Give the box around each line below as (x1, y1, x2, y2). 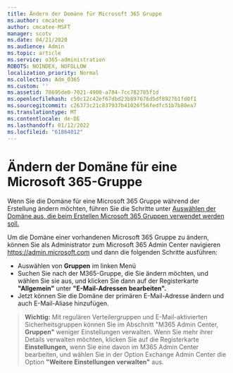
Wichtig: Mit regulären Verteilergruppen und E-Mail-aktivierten (24, 313, 208, 322)
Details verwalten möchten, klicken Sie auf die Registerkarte (24, 336, 199, 344)
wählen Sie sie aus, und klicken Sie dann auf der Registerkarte (17, 276, 199, 286)
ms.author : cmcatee (7, 17, 65, 24)
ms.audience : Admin (7, 43, 65, 50)
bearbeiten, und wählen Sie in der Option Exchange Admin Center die (24, 350, 227, 359)
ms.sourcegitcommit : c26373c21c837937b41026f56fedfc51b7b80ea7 (7, 102, 197, 109)
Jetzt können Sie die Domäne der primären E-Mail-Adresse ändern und (17, 292, 224, 300)
